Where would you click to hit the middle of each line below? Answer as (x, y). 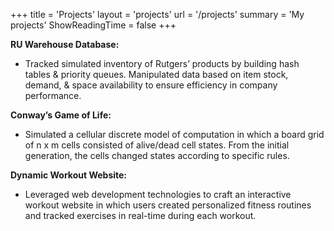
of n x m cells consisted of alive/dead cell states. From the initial (157, 145)
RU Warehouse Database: (65, 44)
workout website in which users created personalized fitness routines (168, 205)
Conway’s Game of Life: (61, 115)
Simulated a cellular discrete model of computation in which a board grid (174, 134)
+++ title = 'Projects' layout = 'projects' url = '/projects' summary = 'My (157, 14)
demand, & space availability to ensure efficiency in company (151, 85)
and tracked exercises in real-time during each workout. (140, 215)
